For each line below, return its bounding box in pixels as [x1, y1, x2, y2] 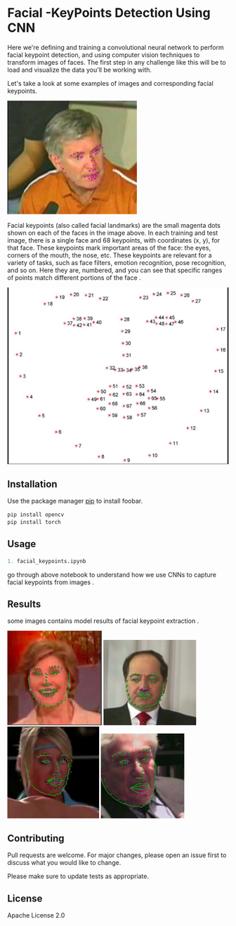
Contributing [7, 832, 65, 844]
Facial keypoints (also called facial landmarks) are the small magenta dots [7, 221, 221, 229]
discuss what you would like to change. [7, 859, 122, 867]
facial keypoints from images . [7, 578, 95, 586]
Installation [7, 478, 58, 490]
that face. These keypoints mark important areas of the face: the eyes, [7, 243, 211, 252]
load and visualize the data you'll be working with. [7, 65, 152, 74]
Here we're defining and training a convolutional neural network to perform [7, 43, 224, 51]
